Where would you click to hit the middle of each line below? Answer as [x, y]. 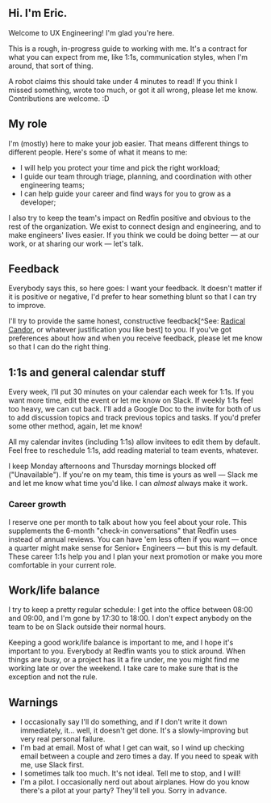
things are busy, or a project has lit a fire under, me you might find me [124, 660]
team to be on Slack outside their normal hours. [88, 627]
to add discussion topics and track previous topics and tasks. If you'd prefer [135, 418]
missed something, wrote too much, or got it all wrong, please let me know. [133, 90]
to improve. [27, 306]
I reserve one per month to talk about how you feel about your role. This [128, 522]
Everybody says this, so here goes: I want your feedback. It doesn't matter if [135, 288]
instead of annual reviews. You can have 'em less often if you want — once [133, 539]
